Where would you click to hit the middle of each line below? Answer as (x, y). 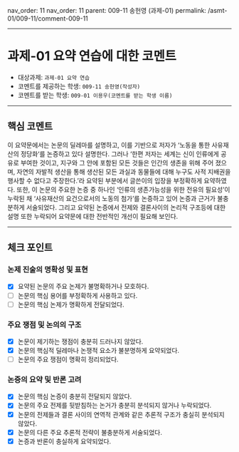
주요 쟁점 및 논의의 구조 (44, 324)
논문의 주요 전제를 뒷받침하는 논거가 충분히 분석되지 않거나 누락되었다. (115, 406)
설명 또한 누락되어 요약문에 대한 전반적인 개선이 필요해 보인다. (93, 216)
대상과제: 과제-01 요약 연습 (54, 77)
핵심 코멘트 (30, 127)
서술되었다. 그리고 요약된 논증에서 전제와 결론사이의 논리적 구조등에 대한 (126, 207)
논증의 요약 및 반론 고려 (44, 380)
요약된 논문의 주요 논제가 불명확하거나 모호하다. (83, 287)
